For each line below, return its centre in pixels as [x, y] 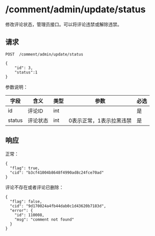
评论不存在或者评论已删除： [35, 187]
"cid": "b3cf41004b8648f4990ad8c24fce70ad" [57, 173]
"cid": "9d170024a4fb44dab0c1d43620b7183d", [58, 206]
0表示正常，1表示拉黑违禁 [100, 120]
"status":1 [26, 72]
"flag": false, [26, 202]
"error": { [21, 210]
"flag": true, [25, 168]
